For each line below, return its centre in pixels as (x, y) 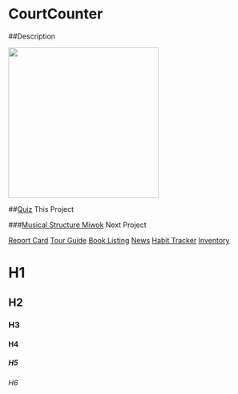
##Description (32, 36)
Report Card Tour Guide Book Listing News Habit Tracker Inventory (119, 240)
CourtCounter (56, 14)
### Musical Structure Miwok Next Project (77, 225)
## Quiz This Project (41, 209)
